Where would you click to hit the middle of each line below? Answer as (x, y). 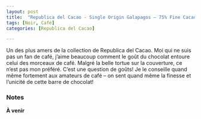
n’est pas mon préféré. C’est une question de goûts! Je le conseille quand (97, 70)
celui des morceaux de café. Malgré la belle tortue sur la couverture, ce (94, 63)
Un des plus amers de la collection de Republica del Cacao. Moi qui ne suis (99, 51)
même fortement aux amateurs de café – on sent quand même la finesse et (99, 76)
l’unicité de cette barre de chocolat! (50, 82)
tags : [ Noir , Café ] (31, 23)
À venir (16, 110)
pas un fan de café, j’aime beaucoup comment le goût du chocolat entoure (98, 57)
